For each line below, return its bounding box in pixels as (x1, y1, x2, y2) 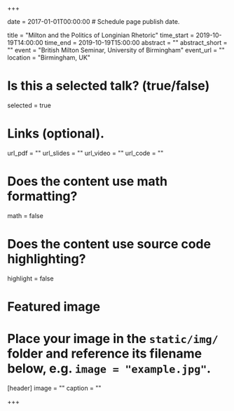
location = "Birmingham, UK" (7, 53, 91, 62)
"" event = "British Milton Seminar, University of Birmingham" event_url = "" (7, 46, 226, 54)
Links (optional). (7, 126, 105, 142)
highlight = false (7, 274, 54, 283)
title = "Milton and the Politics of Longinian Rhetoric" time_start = (7, 31, 195, 39)
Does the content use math (7, 173, 168, 189)
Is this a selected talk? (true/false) (7, 78, 210, 94)
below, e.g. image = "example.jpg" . (7, 361, 212, 377)
